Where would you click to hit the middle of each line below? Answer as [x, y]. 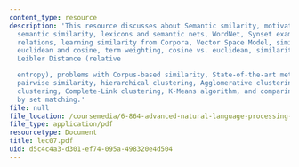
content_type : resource [53, 17]
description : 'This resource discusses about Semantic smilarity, [135, 26]
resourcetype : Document [53, 133]
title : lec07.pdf [41, 141]
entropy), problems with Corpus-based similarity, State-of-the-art [147, 75]
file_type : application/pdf [61, 124]
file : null [29, 107]
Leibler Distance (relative [69, 59]
